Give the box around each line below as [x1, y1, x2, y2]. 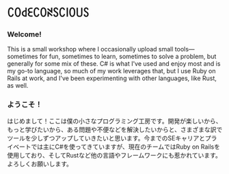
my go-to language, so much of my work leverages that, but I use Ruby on [7, 67, 216, 75]
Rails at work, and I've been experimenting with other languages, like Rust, [7, 74, 217, 82]
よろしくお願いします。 [7, 160, 73, 168]
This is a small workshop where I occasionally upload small [7, 45, 174, 53]
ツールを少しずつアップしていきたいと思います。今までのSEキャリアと [7, 134, 206, 142]
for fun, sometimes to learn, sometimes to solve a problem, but [39, 52, 217, 61]
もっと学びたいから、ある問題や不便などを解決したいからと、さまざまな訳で [7, 125, 223, 134]
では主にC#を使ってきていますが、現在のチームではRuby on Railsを [30, 142, 221, 151]
